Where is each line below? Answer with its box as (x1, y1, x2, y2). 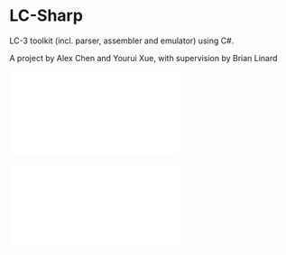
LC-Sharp (9, 5, 84, 26)
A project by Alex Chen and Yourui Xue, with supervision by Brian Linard (9, 52, 278, 63)
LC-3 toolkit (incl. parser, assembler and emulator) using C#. (9, 35, 235, 46)
